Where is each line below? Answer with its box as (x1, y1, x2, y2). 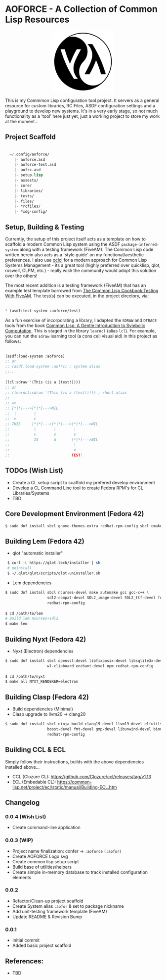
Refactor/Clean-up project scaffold (12, 898, 83, 904)
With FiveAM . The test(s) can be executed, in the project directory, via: (5, 293, 149, 299)
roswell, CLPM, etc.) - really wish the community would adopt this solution (5, 267, 157, 273)
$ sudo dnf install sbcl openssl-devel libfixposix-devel (5, 658, 127, 663)
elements (12, 874, 32, 880)
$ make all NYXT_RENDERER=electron (5, 679, 79, 684)
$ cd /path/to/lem (5, 611, 43, 616)
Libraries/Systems (12, 490, 49, 496)
